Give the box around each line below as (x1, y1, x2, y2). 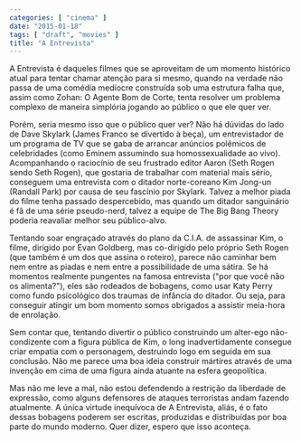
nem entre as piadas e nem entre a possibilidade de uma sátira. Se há (9, 261, 268, 272)
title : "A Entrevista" (9, 38, 95, 48)
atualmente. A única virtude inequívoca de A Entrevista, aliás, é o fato (9, 402, 268, 413)
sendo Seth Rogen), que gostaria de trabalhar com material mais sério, (9, 167, 273, 178)
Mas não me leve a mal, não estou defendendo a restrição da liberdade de (9, 383, 287, 394)
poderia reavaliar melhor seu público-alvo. (9, 215, 167, 226)
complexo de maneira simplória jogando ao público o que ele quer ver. (9, 101, 272, 113)
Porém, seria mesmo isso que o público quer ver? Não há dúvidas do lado (9, 119, 285, 130)
